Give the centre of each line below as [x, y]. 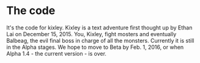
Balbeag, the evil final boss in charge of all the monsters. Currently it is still [100, 40]
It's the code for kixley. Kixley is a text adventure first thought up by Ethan [99, 28]
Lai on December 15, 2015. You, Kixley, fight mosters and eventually [91, 34]
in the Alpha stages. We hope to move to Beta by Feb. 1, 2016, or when [95, 47]
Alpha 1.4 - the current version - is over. [57, 53]
